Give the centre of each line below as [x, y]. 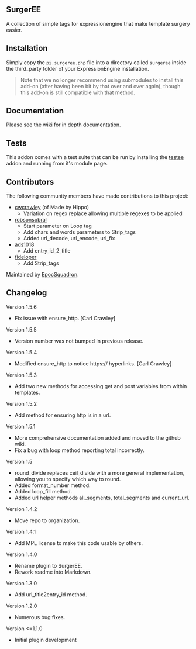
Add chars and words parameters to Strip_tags [80, 232]
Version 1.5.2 [21, 403]
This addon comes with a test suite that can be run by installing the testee [95, 157]
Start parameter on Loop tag [57, 226]
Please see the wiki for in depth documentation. [63, 125]
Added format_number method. [52, 485]
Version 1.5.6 [21, 307]
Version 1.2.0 [22, 606]
